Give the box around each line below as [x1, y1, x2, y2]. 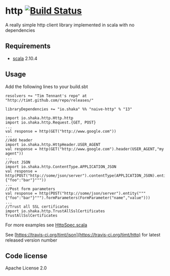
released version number [5, 237, 58, 243]
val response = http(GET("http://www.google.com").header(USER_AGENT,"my [5, 146, 164, 151]
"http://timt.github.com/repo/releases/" [5, 98, 94, 103]
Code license [5, 251, 48, 260]
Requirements [5, 42, 51, 51]
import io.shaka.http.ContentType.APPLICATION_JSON [5, 164, 116, 169]
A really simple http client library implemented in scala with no [5, 22, 135, 28]
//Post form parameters [5, 186, 56, 191]
